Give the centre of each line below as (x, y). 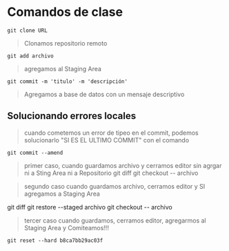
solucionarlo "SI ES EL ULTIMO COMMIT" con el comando (107, 140)
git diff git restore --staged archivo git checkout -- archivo (90, 207)
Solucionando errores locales (72, 116)
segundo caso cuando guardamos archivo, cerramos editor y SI (114, 186)
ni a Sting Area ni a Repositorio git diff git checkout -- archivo (111, 173)
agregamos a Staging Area (62, 194)
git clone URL (28, 30)
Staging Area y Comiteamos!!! (66, 227)
